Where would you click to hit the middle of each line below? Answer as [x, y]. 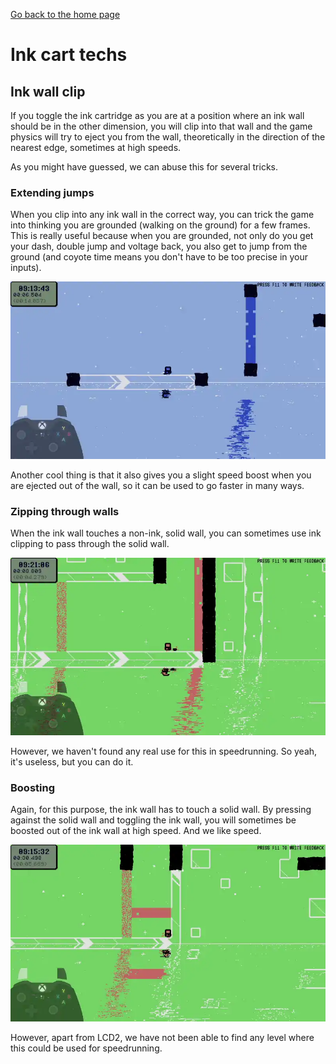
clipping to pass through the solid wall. [90, 544]
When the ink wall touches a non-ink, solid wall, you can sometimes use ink [166, 533]
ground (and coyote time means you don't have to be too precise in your [159, 257]
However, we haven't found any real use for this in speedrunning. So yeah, [164, 751]
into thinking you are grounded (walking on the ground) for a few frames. [160, 225]
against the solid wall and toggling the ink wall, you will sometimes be [153, 820]
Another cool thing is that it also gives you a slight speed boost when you [161, 475]
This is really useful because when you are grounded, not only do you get [162, 236]
